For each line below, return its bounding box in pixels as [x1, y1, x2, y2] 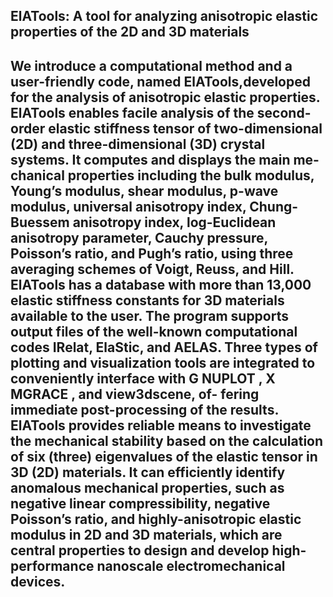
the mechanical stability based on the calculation [10, 432, 324, 449]
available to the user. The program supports [10, 307, 289, 324]
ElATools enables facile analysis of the [10, 104, 255, 121]
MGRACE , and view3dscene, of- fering [10, 385, 260, 403]
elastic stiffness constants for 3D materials [10, 292, 285, 309]
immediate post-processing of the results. [10, 401, 279, 418]
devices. [10, 573, 66, 590]
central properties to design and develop [10, 542, 270, 559]
